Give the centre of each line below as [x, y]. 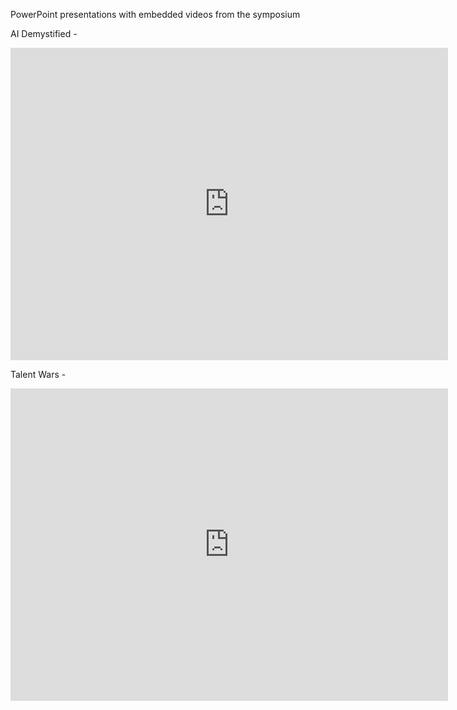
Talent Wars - [38, 374]
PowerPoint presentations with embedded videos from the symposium [155, 14]
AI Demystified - [44, 33]
